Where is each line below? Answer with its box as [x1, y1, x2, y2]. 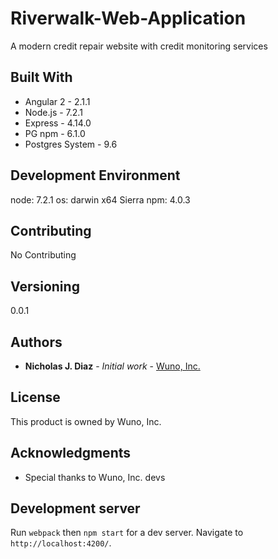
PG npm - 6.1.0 [24, 127, 86, 139]
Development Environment [10, 167, 181, 184]
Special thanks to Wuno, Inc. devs [24, 471, 166, 483]
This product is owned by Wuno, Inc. [10, 415, 162, 427]
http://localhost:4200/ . [10, 537, 112, 549]
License [10, 389, 61, 406]
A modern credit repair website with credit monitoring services [10, 40, 268, 52]
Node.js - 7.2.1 [24, 106, 83, 118]
